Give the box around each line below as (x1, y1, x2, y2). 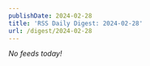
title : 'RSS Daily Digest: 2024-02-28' (8, 19, 144, 27)
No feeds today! (8, 49, 62, 59)
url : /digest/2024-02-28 (8, 27, 92, 35)
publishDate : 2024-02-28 (8, 11, 92, 20)
